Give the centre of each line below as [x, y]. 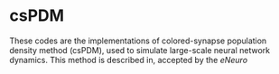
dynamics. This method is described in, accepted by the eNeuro [129, 60]
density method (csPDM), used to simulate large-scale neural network [140, 50]
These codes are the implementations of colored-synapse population [138, 41]
